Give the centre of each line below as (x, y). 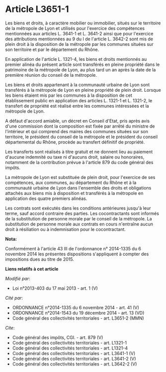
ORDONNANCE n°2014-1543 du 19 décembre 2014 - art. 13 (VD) (78, 313)
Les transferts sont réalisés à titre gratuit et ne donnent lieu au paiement (79, 152)
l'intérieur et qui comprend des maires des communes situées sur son (77, 131)
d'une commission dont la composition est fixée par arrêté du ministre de (80, 126)
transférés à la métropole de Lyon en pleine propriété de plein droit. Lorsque (83, 90)
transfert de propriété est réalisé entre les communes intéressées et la (77, 106)
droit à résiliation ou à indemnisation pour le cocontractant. (65, 229)
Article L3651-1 (37, 9)
